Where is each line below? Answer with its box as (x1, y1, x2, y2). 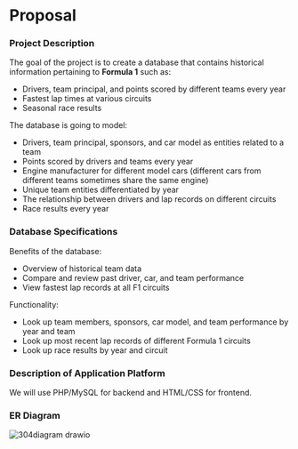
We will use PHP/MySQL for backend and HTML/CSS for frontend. (9, 388, 252, 398)
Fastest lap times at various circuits (21, 93, 152, 104)
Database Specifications (9, 226, 118, 238)
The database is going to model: (9, 120, 127, 131)
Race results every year (21, 204, 109, 214)
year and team (21, 325, 76, 336)
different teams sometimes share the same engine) (21, 175, 209, 186)
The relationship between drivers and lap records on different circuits (21, 194, 277, 204)
